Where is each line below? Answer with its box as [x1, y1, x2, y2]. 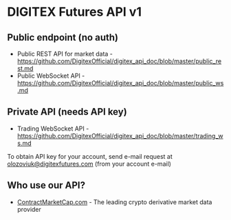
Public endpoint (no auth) [7, 32, 119, 43]
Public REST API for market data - [16, 49, 113, 58]
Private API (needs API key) [7, 106, 127, 118]
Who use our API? [7, 179, 86, 191]
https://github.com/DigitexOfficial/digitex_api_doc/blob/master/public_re [16, 57, 222, 65]
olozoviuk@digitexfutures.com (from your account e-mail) [7, 159, 172, 168]
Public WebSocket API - [16, 71, 85, 80]
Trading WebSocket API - [16, 124, 89, 133]
